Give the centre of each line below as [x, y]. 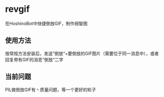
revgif [17, 9]
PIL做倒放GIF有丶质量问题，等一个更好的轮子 [51, 90]
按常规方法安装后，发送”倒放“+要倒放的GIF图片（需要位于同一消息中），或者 [82, 53]
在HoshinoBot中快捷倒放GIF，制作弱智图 [46, 23]
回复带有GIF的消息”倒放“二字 [34, 59]
